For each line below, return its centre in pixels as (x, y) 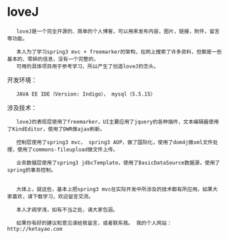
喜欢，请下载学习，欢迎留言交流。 (53, 196)
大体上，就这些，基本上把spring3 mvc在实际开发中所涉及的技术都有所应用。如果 (114, 189)
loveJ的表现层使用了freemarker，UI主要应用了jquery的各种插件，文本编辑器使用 (118, 122)
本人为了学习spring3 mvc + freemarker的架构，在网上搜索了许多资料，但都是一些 (119, 52)
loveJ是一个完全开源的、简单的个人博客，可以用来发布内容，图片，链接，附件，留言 (118, 31)
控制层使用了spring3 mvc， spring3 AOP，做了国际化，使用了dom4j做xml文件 (114, 142)
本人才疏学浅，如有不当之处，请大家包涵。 (67, 210)
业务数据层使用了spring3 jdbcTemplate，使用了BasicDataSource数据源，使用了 (118, 163)
